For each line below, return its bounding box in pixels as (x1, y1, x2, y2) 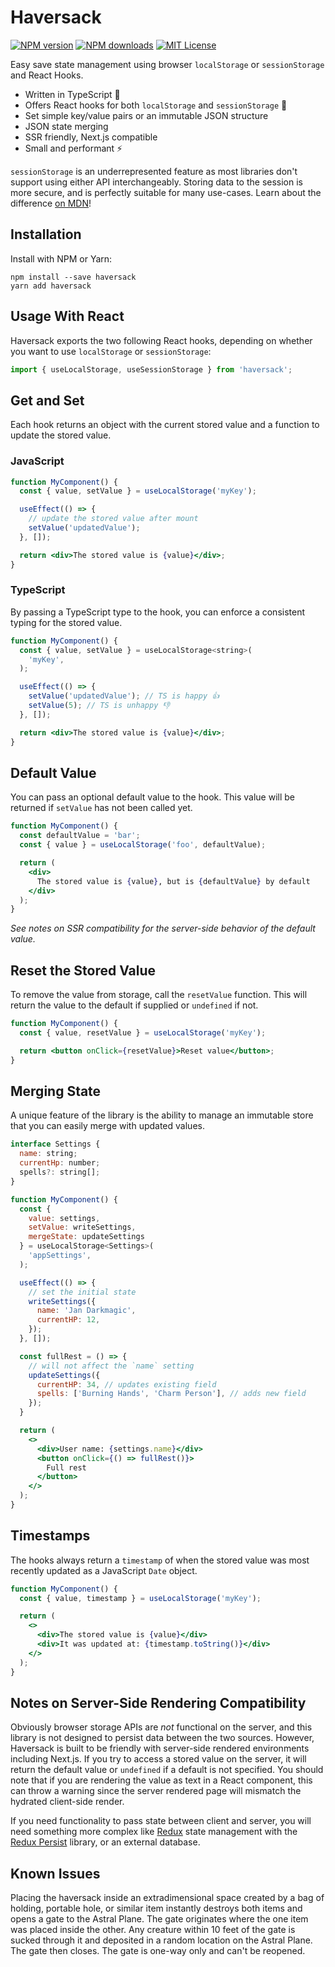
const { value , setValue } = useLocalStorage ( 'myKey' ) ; (19, 486, 257, 496)
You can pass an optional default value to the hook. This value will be (10, 791, 295, 803)
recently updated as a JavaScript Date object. (10, 1564, 198, 1576)
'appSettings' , (28, 1251, 92, 1261)
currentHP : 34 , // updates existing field (36, 1379, 217, 1390)
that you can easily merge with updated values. (10, 1120, 205, 1132)
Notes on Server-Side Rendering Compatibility (10, 1694, 307, 1711)
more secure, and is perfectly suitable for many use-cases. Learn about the (10, 186, 322, 198)
